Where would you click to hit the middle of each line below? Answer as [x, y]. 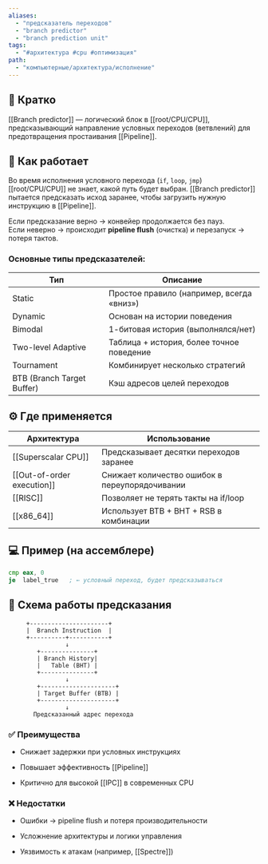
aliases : [23, 16]
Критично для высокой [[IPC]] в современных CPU [106, 783]
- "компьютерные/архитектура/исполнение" [85, 68]
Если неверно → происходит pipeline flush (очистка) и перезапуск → [126, 230]
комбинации [126, 521]
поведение [130, 352]
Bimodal [28, 329]
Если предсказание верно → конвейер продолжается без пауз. [116, 221]
